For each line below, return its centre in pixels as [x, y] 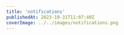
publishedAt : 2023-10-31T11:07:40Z [50, 17]
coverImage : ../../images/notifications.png [62, 23]
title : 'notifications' [36, 12]
